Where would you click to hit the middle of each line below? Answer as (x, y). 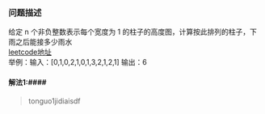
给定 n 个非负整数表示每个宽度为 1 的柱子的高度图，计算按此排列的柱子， (129, 32)
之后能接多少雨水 (44, 42)
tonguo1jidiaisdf (54, 101)
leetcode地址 (30, 52)
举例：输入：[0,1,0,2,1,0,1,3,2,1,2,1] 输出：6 (78, 62)
